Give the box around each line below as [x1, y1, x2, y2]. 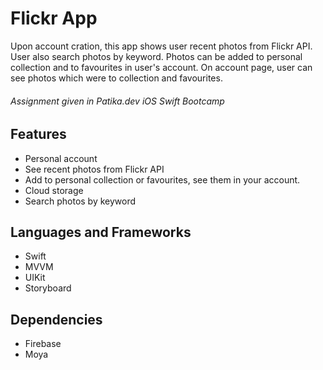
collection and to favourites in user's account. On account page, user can [10, 61, 313, 73]
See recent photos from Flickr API [24, 163, 165, 175]
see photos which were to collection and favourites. [10, 72, 223, 84]
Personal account [24, 152, 98, 164]
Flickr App [10, 7, 98, 30]
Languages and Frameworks [10, 223, 192, 241]
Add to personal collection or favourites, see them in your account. [24, 173, 301, 186]
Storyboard [24, 282, 72, 294]
